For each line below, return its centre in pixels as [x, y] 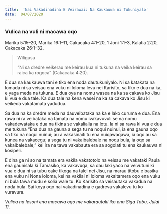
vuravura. [15, 192]
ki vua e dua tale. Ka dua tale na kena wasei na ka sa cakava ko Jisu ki [77, 98]
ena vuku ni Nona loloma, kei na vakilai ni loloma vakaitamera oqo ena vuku [83, 176]
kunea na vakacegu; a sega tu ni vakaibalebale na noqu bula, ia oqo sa [78, 140]
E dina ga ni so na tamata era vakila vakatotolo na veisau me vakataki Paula [83, 160]
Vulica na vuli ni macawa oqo [41, 32]
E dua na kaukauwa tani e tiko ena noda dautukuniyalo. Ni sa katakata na [80, 82]
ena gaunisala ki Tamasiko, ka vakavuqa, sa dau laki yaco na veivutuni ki [80, 165]
